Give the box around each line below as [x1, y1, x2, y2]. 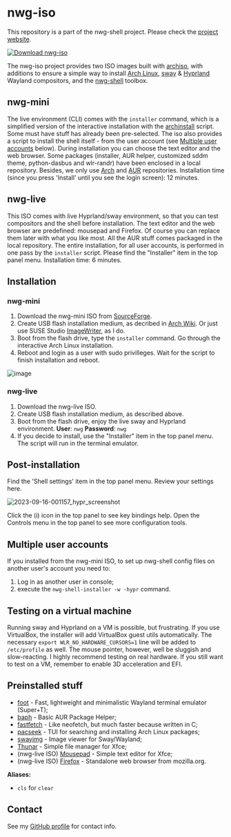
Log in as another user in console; [17, 578, 114, 586]
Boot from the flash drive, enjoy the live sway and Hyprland [17, 417, 186, 425]
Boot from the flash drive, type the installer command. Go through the [17, 334, 221, 342]
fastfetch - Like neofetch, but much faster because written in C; [17, 720, 198, 729]
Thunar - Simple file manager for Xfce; [17, 742, 128, 750]
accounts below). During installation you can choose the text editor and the [7, 144, 221, 152]
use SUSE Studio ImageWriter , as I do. [17, 326, 125, 335]
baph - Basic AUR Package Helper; [17, 713, 117, 721]
